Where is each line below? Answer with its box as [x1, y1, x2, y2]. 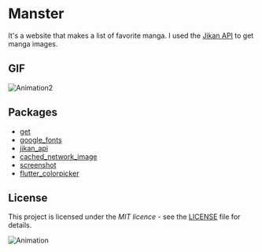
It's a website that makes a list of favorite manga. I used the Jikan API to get [8, 31, 254, 40]
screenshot [19, 160, 57, 169]
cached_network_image [19, 151, 98, 161]
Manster [8, 5, 65, 23]
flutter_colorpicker [19, 169, 79, 178]
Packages [8, 106, 57, 119]
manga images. [8, 39, 58, 48]
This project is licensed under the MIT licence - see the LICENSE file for [8, 212, 241, 221]
